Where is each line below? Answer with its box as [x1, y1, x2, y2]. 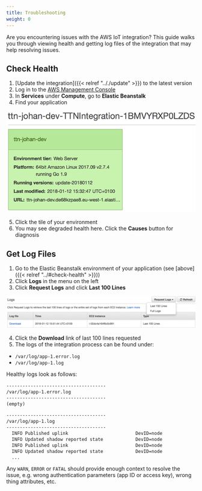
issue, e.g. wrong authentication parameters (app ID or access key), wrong [6, 471, 192, 478]
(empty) [6, 401, 26, 407]
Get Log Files [6, 249, 56, 259]
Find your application [14, 99, 68, 106]
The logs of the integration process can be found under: [14, 340, 155, 348]
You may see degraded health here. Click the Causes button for [14, 225, 174, 232]
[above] [175, 265, 195, 272]
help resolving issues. [6, 46, 60, 54]
